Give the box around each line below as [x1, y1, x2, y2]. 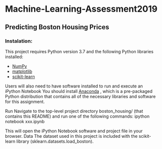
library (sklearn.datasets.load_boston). [16, 138, 94, 144]
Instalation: [5, 38, 33, 44]
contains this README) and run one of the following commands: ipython [5, 113, 150, 119]
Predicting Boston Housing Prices [5, 23, 109, 31]
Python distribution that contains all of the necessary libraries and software [5, 93, 156, 99]
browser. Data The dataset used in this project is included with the [5, 133, 138, 139]
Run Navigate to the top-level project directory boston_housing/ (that [5, 108, 144, 114]
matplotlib [12, 68, 33, 74]
